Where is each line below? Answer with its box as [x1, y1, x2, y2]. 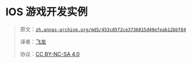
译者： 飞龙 [19, 38, 47, 45]
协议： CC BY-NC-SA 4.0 [19, 50, 80, 57]
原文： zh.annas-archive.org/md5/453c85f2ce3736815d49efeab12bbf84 [19, 26, 186, 33]
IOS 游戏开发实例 [5, 5, 88, 19]
